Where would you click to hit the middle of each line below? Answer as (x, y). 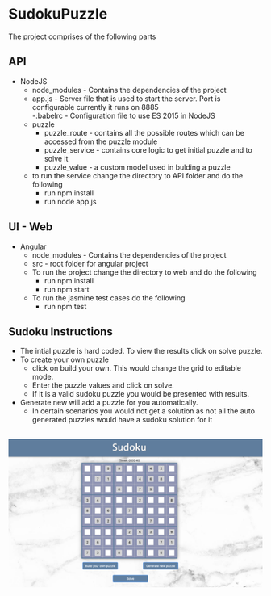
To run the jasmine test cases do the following (108, 298)
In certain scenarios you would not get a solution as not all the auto (144, 411)
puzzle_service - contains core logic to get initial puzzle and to (148, 149)
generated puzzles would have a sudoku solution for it (122, 420)
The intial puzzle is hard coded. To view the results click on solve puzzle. (141, 351)
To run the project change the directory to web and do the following (144, 272)
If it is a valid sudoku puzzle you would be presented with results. (141, 394)
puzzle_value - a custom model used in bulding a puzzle (138, 167)
